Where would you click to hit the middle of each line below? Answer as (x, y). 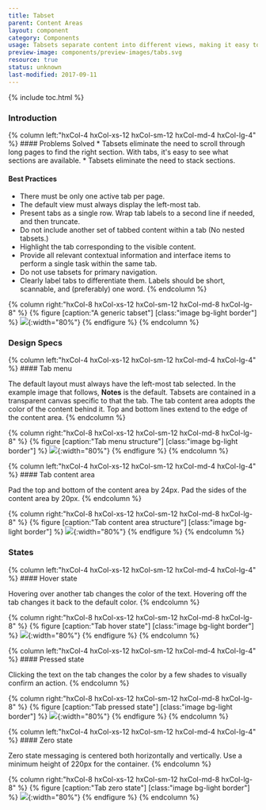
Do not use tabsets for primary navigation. (89, 272)
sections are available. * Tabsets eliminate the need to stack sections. (122, 160)
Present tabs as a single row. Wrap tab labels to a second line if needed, (137, 213)
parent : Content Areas (46, 23)
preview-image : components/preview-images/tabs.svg (95, 52)
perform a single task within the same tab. (88, 264)
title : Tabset (32, 15)
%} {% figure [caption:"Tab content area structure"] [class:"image (125, 523)
